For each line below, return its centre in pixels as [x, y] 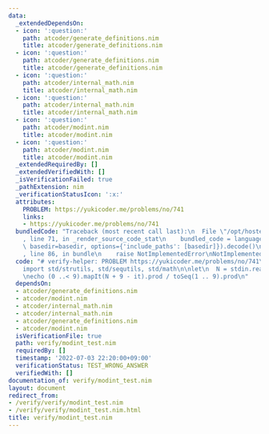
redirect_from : [34, 396]
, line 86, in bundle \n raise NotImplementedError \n [118, 254]
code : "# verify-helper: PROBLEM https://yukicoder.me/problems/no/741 [138, 261]
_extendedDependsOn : [50, 23]
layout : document [37, 388]
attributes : [36, 202]
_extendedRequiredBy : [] [57, 165]
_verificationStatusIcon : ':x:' [70, 194]
